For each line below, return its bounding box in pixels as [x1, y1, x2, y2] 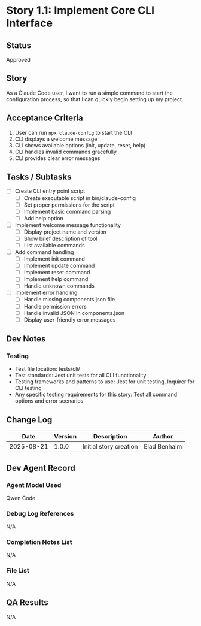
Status [6, 40, 32, 50]
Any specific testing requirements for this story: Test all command [14, 391, 178, 398]
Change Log [6, 415, 53, 425]
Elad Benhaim [143, 443, 182, 451]
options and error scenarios [14, 397, 84, 404]
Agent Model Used [6, 480, 62, 489]
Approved [6, 56, 31, 63]
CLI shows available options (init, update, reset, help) [14, 141, 146, 149]
